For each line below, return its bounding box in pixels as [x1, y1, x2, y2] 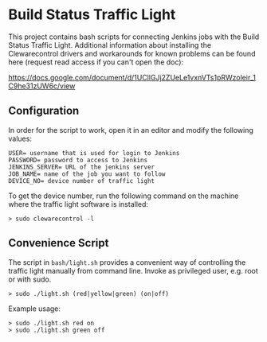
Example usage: [8, 304, 61, 313]
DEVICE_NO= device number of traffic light [8, 177, 155, 185]
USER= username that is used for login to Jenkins [8, 149, 180, 157]
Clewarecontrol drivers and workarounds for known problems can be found [8, 49, 256, 58]
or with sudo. [8, 274, 52, 284]
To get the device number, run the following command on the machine [8, 191, 239, 200]
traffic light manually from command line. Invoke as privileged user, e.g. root [8, 266, 259, 275]
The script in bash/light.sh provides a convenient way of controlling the [8, 257, 246, 267]
